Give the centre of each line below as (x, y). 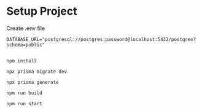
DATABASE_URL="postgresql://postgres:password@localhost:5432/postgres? (101, 39)
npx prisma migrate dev (37, 72)
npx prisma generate (33, 82)
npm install (21, 61)
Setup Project (42, 11)
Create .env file (26, 28)
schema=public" (26, 45)
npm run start (25, 103)
